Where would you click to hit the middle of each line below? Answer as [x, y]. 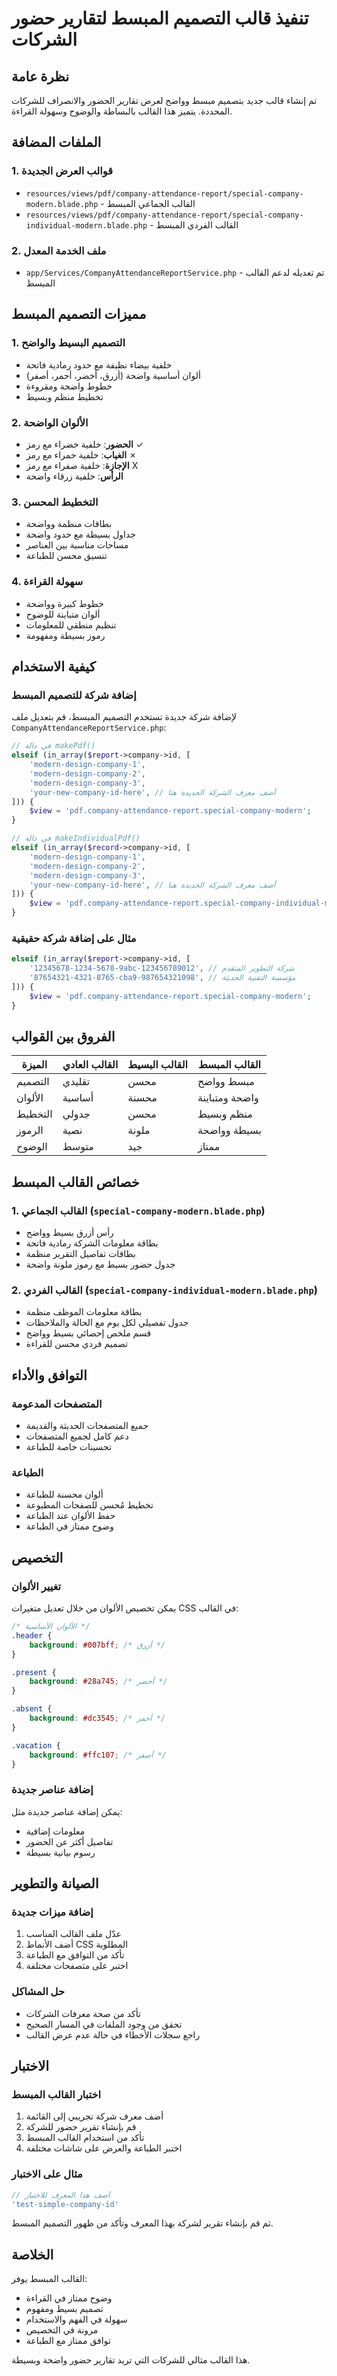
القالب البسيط [157, 1065]
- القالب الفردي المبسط [194, 224]
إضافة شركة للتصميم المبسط [74, 695]
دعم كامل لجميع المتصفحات [77, 1436]
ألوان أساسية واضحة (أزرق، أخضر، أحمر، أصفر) [113, 375]
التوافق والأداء [49, 1375]
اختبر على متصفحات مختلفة [77, 1966]
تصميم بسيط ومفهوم [64, 2309]
